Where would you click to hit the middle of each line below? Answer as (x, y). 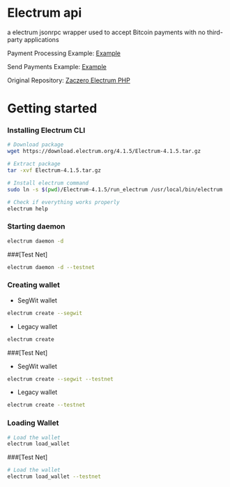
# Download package (36, 145)
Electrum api (45, 13)
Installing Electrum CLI (46, 131)
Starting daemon (36, 226)
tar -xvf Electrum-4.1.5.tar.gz (54, 170)
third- (215, 32)
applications (41, 39)
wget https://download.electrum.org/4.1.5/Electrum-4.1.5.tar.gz (104, 152)
